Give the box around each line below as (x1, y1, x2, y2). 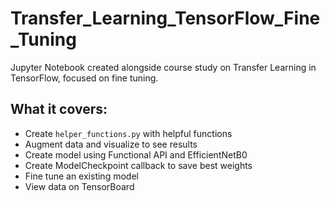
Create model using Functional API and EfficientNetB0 (24, 148, 248, 161)
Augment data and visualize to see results (24, 138, 198, 150)
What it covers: (10, 101, 108, 118)
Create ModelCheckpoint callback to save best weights (24, 159, 253, 171)
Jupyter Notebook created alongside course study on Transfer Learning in (10, 61, 317, 73)
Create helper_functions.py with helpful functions (24, 127, 233, 139)
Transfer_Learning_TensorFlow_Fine (10, 7, 321, 30)
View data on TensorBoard (24, 180, 135, 192)
